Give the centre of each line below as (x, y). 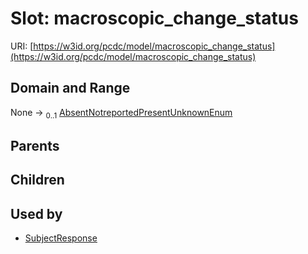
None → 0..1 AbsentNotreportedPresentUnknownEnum (121, 113)
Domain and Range (70, 88)
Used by (36, 213)
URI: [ (22, 46)
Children (37, 180)
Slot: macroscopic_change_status (154, 18)
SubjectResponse (61, 238)
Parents (35, 145)
